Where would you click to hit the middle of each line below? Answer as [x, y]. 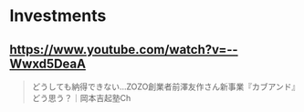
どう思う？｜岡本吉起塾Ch [81, 98]
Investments [58, 16]
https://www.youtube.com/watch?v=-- [124, 50]
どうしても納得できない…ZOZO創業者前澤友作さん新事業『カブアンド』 [164, 87]
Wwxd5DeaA [48, 63]
